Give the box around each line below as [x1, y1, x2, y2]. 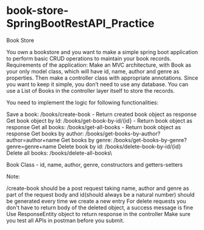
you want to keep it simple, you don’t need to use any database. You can [6, 80, 189, 88]
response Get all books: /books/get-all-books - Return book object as [6, 123, 181, 130]
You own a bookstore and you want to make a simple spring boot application [6, 48, 199, 55]
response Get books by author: [6, 130, 84, 137]
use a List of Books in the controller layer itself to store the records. [6, 87, 175, 94]
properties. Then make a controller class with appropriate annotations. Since [6, 74, 199, 81]
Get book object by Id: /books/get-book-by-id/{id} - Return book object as [6, 117, 193, 124]
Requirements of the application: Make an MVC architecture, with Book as [6, 61, 192, 69]
